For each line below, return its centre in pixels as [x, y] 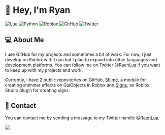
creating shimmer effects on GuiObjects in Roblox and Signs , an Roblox [77, 85]
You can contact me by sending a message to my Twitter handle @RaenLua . [82, 118]
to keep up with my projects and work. [44, 70]
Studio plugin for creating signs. [37, 90]
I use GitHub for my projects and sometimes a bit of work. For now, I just [78, 54]
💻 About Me [25, 40]
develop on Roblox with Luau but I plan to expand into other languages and [81, 59]
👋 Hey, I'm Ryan [38, 10]
